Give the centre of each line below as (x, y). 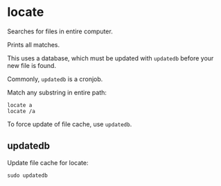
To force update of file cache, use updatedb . (70, 124)
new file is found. (32, 65)
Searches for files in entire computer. (60, 31)
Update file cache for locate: (48, 162)
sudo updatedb (28, 175)
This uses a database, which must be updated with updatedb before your (110, 58)
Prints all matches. (34, 44)
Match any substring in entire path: (57, 92)
